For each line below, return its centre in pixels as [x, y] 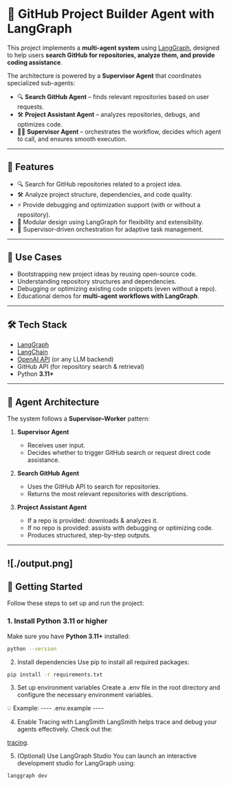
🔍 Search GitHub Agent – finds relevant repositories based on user [113, 96]
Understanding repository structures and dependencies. [97, 281]
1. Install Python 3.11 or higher [57, 621]
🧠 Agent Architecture [53, 402]
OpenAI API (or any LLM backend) [65, 359]
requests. [31, 107]
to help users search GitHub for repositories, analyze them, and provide [111, 55]
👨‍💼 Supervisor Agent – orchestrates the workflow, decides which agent [119, 131]
